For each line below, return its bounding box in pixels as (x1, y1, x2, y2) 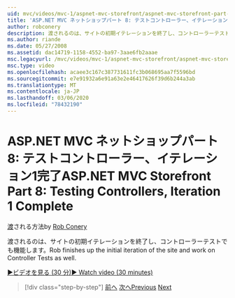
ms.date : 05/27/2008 (7, 43, 68, 50)
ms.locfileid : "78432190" (7, 101, 83, 108)
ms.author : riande (7, 36, 61, 43)
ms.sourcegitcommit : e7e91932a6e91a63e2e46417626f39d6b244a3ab (7, 75, 196, 82)
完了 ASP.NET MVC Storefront (37, 168, 211, 184)
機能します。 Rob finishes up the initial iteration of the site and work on (13, 246, 215, 254)
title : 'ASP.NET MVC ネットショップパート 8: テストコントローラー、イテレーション (7, 17, 229, 24)
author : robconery (7, 23, 61, 30)
